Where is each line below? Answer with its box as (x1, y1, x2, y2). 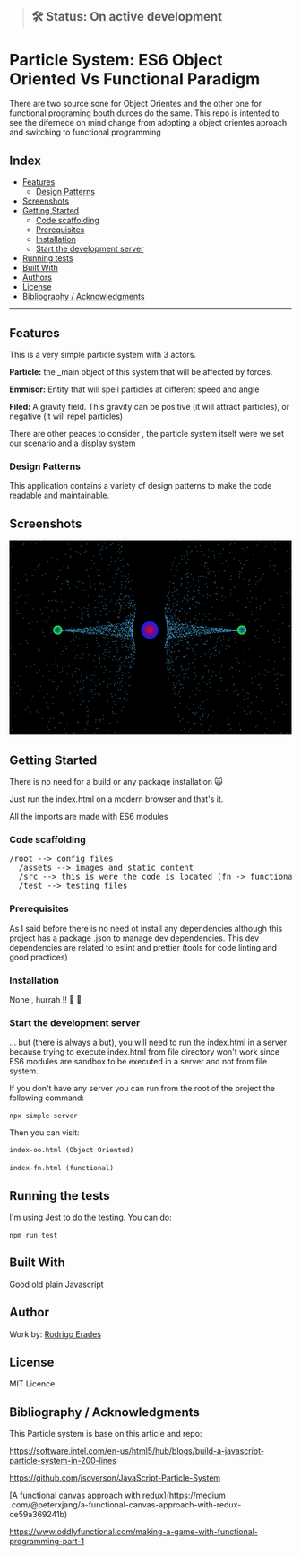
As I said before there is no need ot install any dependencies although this (9, 923, 283, 934)
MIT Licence (9, 1378, 56, 1389)
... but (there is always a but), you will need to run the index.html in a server (9, 1037, 288, 1048)
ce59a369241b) (9, 1509, 68, 1520)
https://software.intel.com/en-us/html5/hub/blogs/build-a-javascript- (9, 1446, 264, 1456)
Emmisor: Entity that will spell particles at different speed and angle (9, 384, 260, 395)
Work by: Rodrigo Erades (9, 1328, 101, 1340)
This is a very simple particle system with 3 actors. (9, 349, 197, 360)
